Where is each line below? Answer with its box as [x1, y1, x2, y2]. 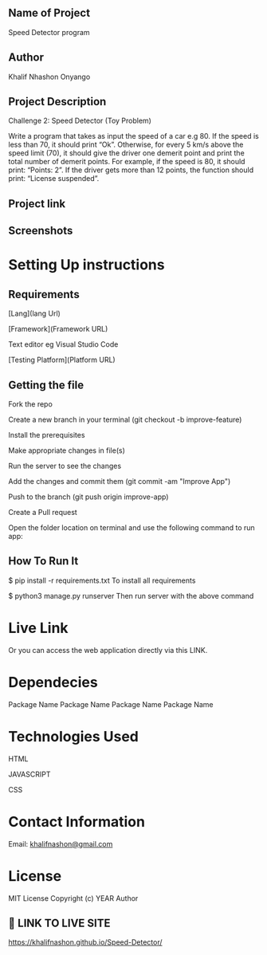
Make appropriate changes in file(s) [8, 446, 126, 455]
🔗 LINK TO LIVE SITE [8, 916, 111, 929]
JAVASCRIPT [8, 769, 51, 779]
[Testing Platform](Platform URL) [8, 355, 116, 365]
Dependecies [8, 673, 98, 691]
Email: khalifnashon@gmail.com [8, 839, 113, 848]
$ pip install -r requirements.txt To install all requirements [8, 576, 196, 585]
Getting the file [8, 378, 84, 391]
